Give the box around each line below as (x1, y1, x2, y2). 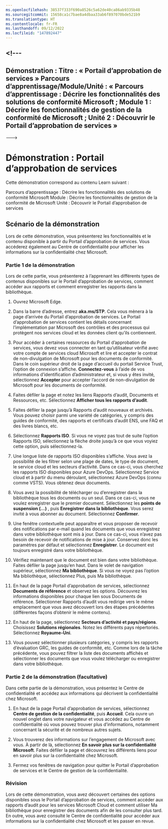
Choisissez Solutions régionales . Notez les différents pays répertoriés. (12, 625, 159, 631)
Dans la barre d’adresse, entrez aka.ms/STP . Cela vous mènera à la (12, 308, 153, 314)
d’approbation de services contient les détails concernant (12, 319, 132, 325)
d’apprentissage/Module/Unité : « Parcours (5, 82, 144, 90)
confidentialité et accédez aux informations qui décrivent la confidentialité (5, 690, 158, 696)
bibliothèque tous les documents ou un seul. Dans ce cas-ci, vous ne (12, 495, 155, 501)
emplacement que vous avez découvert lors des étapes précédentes (12, 604, 155, 610)
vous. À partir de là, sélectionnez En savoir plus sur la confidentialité (12, 742, 156, 748)
